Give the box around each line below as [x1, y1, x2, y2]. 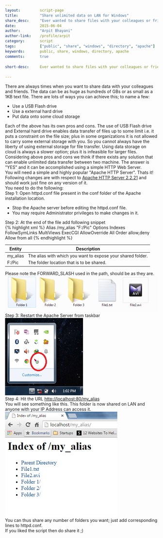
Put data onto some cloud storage [12, 113, 80, 119]
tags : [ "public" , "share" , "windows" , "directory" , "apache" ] [5, 44, 155, 49]
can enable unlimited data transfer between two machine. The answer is [5, 159, 149, 165]
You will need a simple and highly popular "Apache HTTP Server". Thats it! [5, 169, 154, 175]
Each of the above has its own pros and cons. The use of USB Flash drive [5, 123, 152, 129]
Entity [9, 246, 22, 252]
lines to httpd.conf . [5, 522, 43, 528]
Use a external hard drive [12, 109, 63, 114]
